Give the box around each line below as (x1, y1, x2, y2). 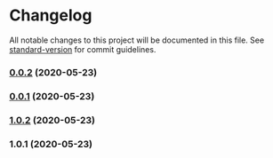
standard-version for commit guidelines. (9, 43, 157, 54)
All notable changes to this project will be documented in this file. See (9, 35, 265, 45)
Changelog (9, 5, 92, 26)
